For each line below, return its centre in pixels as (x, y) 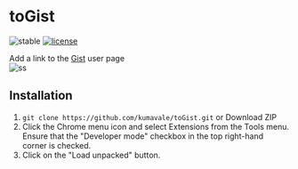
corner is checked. (56, 145)
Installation (41, 96)
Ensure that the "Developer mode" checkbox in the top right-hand (143, 136)
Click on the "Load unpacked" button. (91, 155)
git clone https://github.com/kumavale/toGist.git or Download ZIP (149, 117)
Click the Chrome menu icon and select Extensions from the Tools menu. (156, 126)
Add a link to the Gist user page (67, 58)
